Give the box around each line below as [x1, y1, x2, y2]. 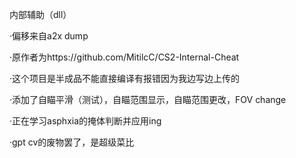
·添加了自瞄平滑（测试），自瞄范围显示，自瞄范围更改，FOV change [9, 94, 287, 105]
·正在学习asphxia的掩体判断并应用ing [9, 115, 162, 127]
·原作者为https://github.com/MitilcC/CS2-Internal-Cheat [9, 51, 240, 63]
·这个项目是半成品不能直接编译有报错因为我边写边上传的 [9, 73, 241, 84]
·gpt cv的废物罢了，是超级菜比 [9, 136, 135, 148]
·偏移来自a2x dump [9, 30, 89, 42]
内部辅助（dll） [9, 9, 72, 20]
